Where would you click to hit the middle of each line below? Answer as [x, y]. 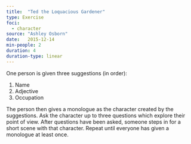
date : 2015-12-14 [30, 39]
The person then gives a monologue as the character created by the [90, 109]
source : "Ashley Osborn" [37, 34]
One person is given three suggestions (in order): [67, 73]
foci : [13, 23]
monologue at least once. [37, 134]
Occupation [29, 97]
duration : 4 [21, 51]
